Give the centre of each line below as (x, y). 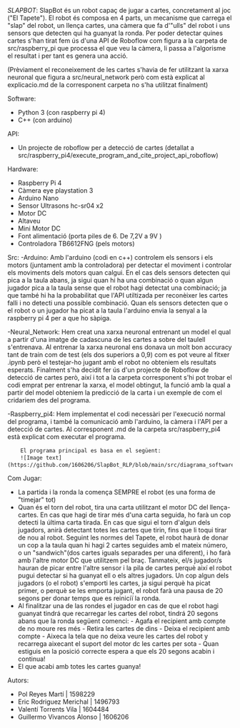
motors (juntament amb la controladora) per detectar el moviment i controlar (120, 265)
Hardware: (23, 169)
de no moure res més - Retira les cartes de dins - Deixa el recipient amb (124, 628)
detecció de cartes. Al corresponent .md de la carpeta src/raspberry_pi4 (114, 429)
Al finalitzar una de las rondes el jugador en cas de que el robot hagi (118, 606)
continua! (31, 659)
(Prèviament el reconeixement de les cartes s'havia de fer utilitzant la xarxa (118, 70)
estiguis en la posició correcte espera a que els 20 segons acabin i (116, 651)
